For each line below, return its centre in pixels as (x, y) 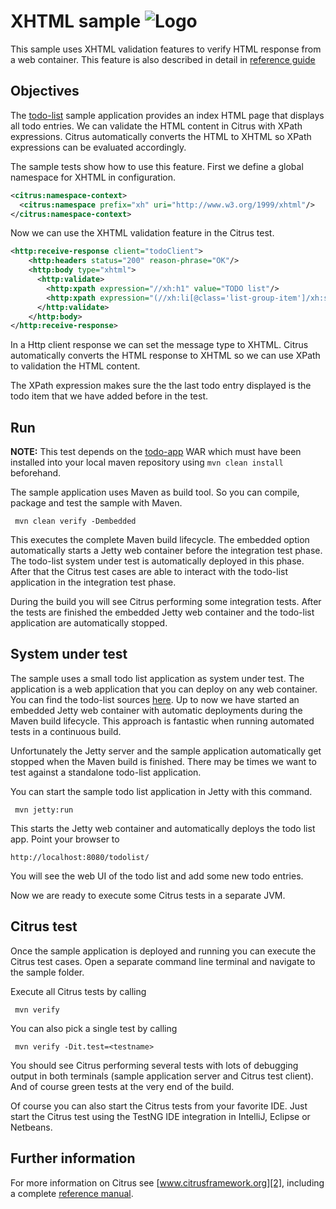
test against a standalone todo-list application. (106, 772)
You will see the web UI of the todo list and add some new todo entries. (157, 876)
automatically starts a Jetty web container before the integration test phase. (166, 551)
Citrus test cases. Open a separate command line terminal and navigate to (163, 961)
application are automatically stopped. (89, 623)
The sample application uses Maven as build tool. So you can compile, (155, 492)
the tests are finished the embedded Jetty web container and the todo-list (162, 612)
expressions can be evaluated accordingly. (98, 147)
